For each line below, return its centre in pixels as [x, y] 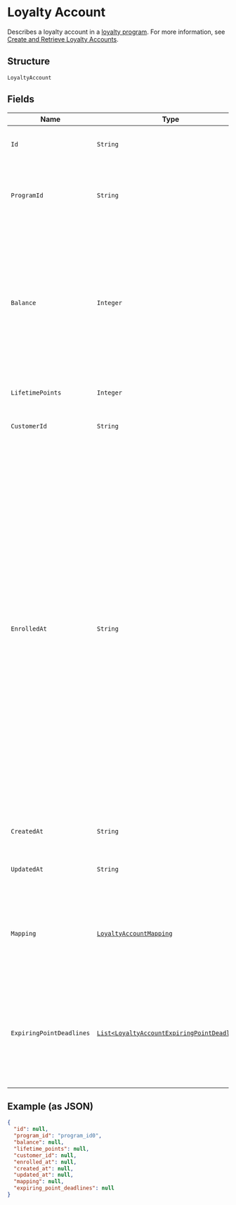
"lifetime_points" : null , [52, 1149]
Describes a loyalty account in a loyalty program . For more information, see [116, 32]
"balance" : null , [39, 1142]
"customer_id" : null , [45, 1155]
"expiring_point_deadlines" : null [64, 1188]
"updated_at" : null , [44, 1175]
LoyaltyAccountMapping [135, 933]
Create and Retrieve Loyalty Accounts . [63, 39]
